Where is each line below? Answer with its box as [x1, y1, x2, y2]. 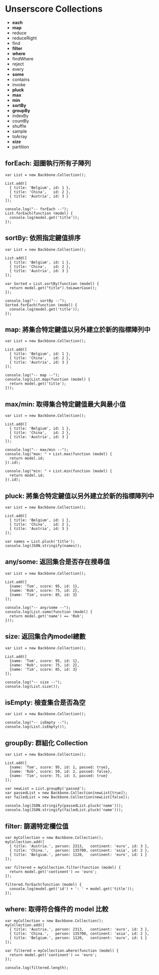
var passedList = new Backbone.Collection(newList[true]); [5, 791, 128, 796]
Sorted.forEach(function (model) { [5, 302, 78, 308]
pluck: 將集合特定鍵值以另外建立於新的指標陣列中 [5, 491, 155, 500]
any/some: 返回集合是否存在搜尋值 [5, 558, 110, 566]
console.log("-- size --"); [5, 680, 62, 684]
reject [12, 61, 24, 67]
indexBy [12, 113, 29, 118]
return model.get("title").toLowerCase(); [9, 285, 97, 291]
